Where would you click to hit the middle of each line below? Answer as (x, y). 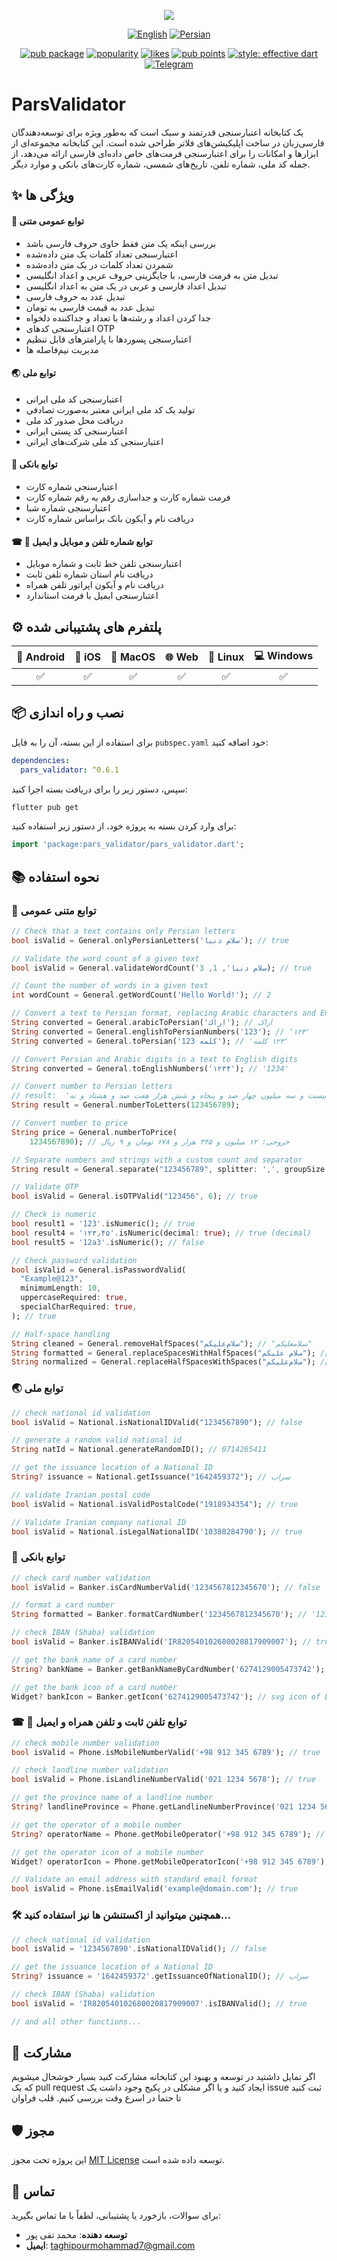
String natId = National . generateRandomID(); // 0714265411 (139, 1450)
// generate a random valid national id (97, 1440)
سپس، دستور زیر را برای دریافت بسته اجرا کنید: (99, 789)
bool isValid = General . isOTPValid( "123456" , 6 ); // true (134, 1196)
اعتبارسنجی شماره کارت (71, 486)
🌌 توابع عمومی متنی (47, 221)
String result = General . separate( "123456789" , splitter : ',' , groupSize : (170, 1169)
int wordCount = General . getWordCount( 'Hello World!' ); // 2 (141, 995)
